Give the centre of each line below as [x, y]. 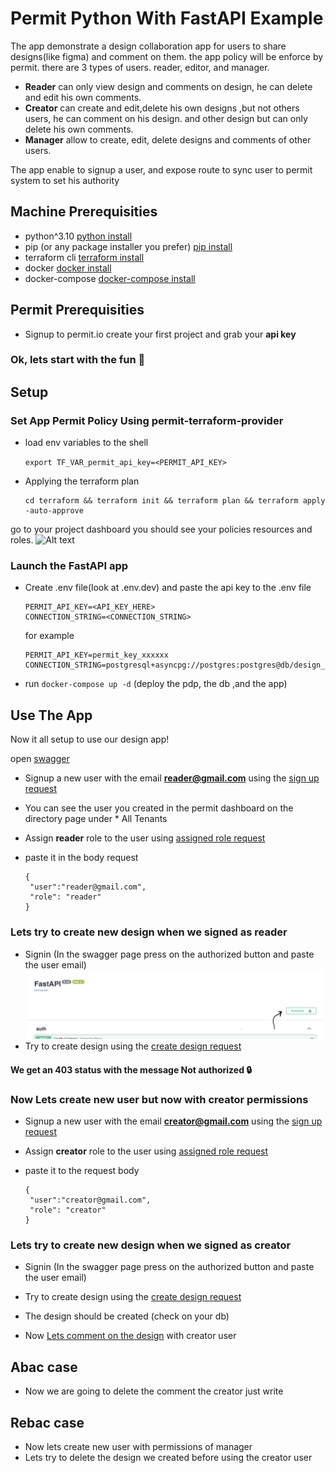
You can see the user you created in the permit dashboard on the [159, 808]
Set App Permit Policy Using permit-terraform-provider [147, 420]
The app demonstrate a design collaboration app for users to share [148, 46]
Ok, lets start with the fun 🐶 [78, 360]
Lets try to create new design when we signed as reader [149, 932]
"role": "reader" [65, 897]
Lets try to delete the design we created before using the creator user [168, 1458]
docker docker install [68, 268]
